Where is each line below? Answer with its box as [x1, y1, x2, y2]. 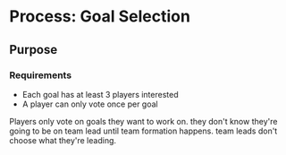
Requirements [9, 69, 72, 82]
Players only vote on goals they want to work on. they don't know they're [9, 116, 278, 126]
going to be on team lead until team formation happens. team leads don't [9, 125, 278, 136]
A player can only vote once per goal [21, 99, 158, 109]
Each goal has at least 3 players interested [21, 89, 179, 99]
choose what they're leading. [9, 134, 117, 145]
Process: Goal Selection [9, 6, 190, 27]
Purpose [9, 42, 58, 57]
